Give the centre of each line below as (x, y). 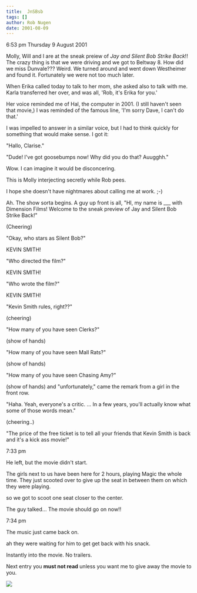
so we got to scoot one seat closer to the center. (65, 498)
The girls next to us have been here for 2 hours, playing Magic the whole (94, 474)
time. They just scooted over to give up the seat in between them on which (96, 480)
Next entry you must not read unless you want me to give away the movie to (99, 566)
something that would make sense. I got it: (57, 134)
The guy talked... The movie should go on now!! (64, 509)
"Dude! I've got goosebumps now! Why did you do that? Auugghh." (87, 157)
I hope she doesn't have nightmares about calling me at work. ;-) (84, 192)
